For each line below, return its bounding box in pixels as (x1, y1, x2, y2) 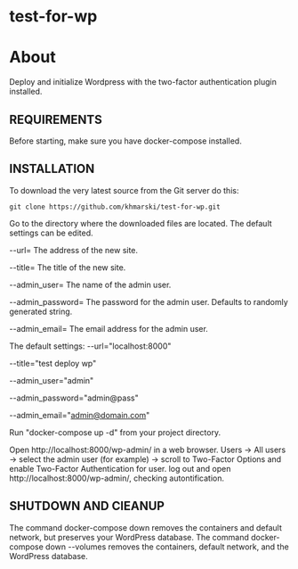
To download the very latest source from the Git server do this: (9, 185, 239, 195)
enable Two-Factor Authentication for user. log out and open (9, 463, 231, 474)
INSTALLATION (9, 161, 95, 177)
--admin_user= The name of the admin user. (9, 279, 172, 290)
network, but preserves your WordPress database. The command (9, 532, 249, 542)
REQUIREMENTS (9, 111, 102, 127)
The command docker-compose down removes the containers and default (9, 522, 282, 532)
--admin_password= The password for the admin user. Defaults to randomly (9, 296, 289, 307)
